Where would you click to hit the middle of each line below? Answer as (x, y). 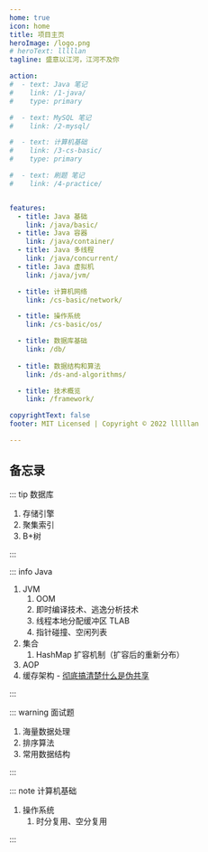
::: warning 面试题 (42, 712)
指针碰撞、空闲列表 (72, 632)
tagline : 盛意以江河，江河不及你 (64, 60)
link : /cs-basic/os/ (64, 325)
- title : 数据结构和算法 (59, 366)
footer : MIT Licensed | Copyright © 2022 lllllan (104, 424)
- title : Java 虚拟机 (56, 267)
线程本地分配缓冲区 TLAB (83, 621)
